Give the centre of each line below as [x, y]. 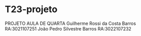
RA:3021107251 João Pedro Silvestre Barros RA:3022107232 [68, 28]
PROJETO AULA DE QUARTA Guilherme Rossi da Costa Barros [70, 23]
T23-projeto [31, 9]
